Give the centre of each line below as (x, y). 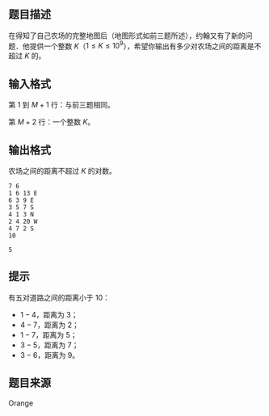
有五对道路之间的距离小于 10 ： (59, 297)
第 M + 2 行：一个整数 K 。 (52, 122)
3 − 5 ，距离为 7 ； (49, 345)
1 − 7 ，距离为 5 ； (48, 334)
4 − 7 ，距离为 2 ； (49, 325)
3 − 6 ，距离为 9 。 (50, 355)
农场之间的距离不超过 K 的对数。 (63, 171)
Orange (21, 403)
